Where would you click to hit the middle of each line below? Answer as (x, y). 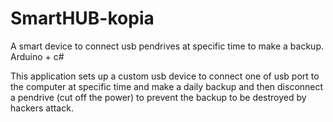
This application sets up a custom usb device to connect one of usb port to (165, 76)
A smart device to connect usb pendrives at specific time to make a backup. (167, 46)
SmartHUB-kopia (82, 18)
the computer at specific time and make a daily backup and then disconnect (167, 86)
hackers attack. (42, 108)
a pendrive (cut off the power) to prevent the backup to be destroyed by (158, 97)
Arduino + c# (37, 56)
